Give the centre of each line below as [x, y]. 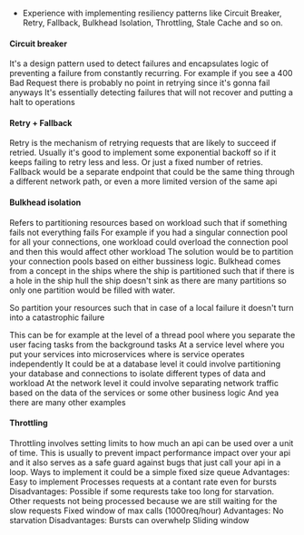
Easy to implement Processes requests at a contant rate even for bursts [143, 481]
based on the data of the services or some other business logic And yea [144, 393]
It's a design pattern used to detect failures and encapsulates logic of [139, 63]
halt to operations [42, 102]
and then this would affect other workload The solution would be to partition [152, 251]
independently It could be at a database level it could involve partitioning [145, 364]
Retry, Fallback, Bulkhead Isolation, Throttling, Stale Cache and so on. [152, 23]
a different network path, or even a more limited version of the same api [143, 181]
